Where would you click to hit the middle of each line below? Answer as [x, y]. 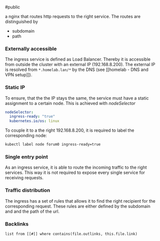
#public [13, 7]
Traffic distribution [28, 190]
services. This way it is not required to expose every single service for [75, 172]
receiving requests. [24, 178]
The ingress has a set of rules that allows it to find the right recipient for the [80, 201]
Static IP [15, 87]
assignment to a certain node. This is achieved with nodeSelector [70, 103]
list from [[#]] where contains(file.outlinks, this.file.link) [71, 234]
